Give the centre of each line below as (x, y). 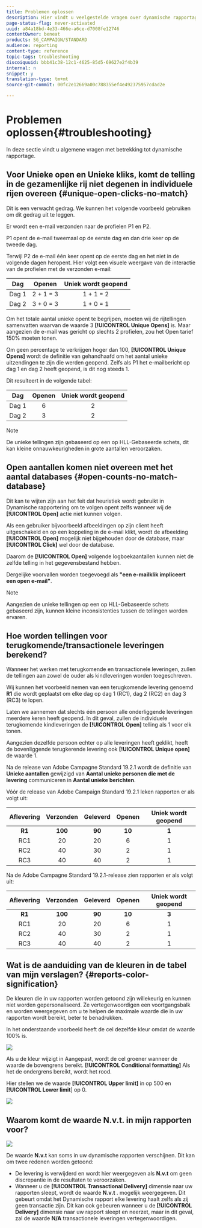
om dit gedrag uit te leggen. (41, 214)
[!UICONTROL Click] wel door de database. (60, 544)
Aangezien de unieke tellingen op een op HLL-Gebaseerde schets (88, 604)
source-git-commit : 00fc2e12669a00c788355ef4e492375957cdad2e (86, 85)
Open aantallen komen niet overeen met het (90, 467)
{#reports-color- (117, 974)
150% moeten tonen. (32, 338)
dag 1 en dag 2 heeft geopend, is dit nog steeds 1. (68, 369)
